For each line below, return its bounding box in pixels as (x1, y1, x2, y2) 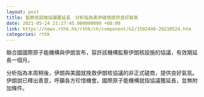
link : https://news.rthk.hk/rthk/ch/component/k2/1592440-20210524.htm (6, 25, 191, 32)
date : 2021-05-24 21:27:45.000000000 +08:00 (6, 20, 121, 26)
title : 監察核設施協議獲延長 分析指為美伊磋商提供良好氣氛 (6, 15, 138, 21)
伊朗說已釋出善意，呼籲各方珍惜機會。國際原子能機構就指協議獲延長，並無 (6, 77, 192, 84)
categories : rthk (6, 32, 50, 38)
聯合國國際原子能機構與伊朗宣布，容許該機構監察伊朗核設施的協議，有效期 (6, 49, 192, 56)
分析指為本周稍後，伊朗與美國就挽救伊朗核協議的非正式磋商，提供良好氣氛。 (6, 69, 198, 76)
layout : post (6, 8, 39, 15)
